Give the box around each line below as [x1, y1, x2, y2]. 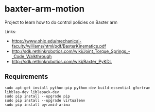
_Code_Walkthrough [11, 53, 52, 59]
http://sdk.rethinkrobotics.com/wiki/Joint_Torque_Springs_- [11, 48, 131, 54]
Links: [4, 28, 17, 34]
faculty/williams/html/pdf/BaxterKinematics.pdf [11, 43, 106, 49]
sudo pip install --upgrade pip [4, 94, 70, 98]
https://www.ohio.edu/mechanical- [11, 38, 82, 44]
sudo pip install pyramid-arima [4, 102, 70, 107]
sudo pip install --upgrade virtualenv [4, 98, 86, 103]
